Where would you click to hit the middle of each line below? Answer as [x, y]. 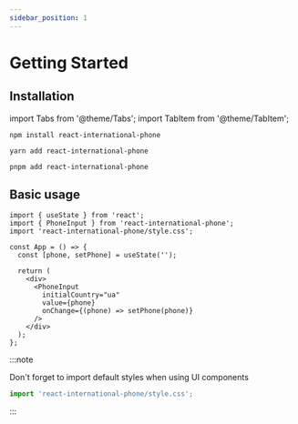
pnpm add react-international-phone [79, 167]
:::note [21, 359]
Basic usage [45, 195]
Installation [42, 96]
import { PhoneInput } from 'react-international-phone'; [122, 224]
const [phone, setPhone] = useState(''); [98, 256]
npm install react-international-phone [85, 135]
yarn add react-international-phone [79, 151]
